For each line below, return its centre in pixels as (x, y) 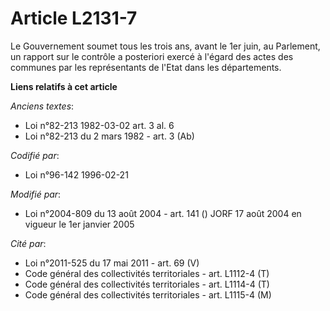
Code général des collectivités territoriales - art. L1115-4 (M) (148, 294)
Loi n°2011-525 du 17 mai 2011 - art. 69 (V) (112, 263)
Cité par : (28, 243)
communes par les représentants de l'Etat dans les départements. (146, 67)
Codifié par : (35, 155)
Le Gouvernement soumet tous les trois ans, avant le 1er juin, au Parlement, (165, 46)
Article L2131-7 (74, 18)
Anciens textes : (42, 106)
